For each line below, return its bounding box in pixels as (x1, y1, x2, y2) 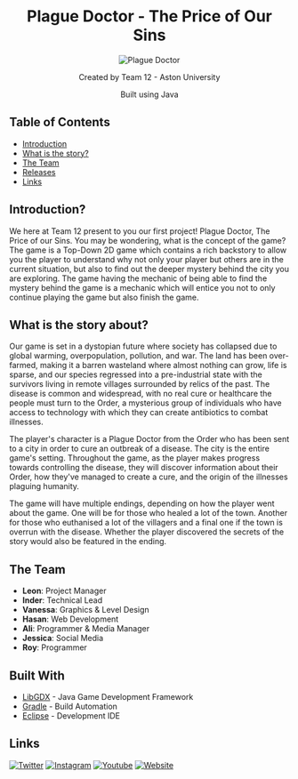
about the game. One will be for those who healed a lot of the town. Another (9, 508, 287, 518)
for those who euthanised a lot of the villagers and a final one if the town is (9, 518, 283, 528)
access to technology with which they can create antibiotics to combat (9, 407, 269, 418)
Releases (21, 166, 56, 177)
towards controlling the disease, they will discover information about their (9, 462, 278, 473)
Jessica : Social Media (21, 633, 104, 644)
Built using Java (119, 89, 180, 100)
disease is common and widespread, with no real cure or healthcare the (9, 389, 273, 399)
